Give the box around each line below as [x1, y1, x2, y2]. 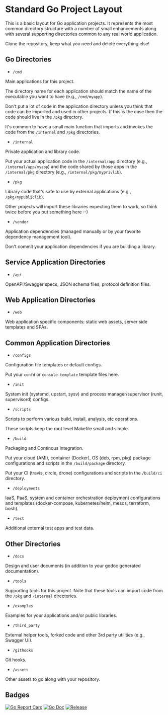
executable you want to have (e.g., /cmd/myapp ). [5, 93, 104, 99]
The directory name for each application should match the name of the [5, 88, 152, 94]
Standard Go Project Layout [5, 4, 123, 15]
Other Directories [5, 539, 61, 548]
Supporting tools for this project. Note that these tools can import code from [5, 588, 163, 593]
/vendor [12, 219, 29, 224]
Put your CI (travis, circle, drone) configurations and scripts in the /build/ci [5, 470, 162, 476]
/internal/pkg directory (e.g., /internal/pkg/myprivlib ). [5, 169, 122, 175]
